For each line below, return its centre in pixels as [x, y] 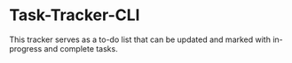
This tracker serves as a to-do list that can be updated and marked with [140, 39]
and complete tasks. [81, 48]
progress [26, 48]
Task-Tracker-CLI [75, 15]
